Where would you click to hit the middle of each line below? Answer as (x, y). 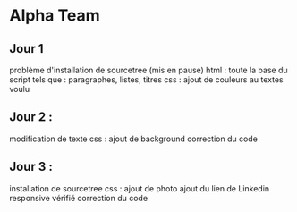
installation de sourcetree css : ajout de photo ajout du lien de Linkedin (140, 188)
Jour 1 (26, 49)
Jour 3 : (31, 167)
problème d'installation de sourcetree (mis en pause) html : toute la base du (148, 70)
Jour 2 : (31, 117)
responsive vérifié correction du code (79, 198)
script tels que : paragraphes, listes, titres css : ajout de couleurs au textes (146, 80)
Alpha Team (55, 16)
